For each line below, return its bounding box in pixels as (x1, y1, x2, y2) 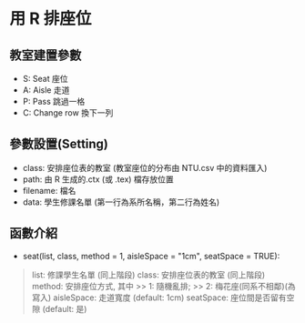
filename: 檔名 (22, 185, 76, 196)
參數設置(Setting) (9, 136, 109, 152)
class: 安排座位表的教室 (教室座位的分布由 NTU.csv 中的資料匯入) (22, 162, 268, 173)
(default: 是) (42, 303, 87, 314)
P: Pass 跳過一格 (22, 96, 86, 106)
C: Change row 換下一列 (22, 107, 114, 118)
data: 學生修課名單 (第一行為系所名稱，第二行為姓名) (22, 197, 220, 207)
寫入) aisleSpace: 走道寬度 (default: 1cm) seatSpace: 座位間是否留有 (31, 292, 287, 303)
